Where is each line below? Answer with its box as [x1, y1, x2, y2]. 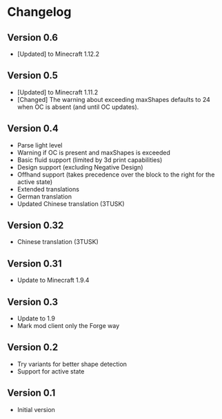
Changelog [7, 4, 72, 20]
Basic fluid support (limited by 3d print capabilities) [17, 156, 163, 164]
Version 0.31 [7, 258, 62, 269]
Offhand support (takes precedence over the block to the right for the [17, 170, 215, 178]
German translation [17, 192, 72, 201]
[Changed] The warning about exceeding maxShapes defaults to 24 [17, 95, 210, 103]
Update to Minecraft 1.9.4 [17, 276, 90, 285]
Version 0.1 [7, 387, 56, 399]
